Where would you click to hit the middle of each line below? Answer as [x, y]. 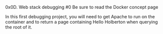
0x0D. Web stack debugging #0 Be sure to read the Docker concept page [82, 7]
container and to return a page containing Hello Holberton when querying [82, 22]
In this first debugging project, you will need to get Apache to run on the [80, 17]
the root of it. [19, 27]
